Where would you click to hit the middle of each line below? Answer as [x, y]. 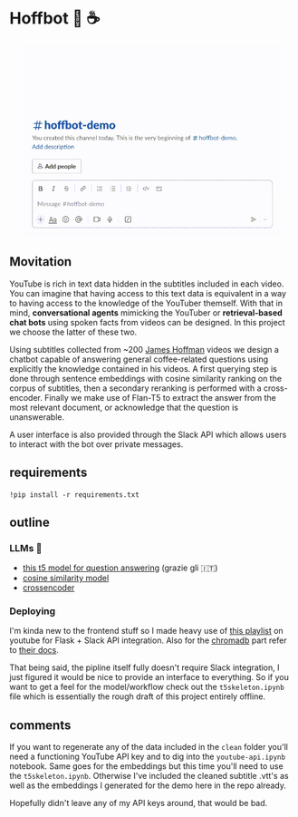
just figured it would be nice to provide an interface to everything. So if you [149, 677]
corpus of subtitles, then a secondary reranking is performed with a [135, 388]
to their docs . [34, 650]
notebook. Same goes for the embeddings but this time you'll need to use [146, 766]
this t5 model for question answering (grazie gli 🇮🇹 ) [120, 568]
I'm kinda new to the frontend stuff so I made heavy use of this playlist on [146, 631]
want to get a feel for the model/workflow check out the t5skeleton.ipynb [147, 687]
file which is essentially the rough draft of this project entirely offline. [137, 696]
